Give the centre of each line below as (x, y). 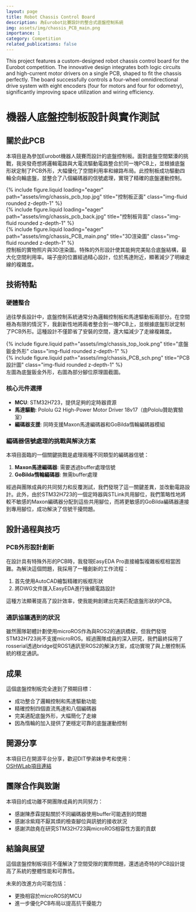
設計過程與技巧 (33, 529)
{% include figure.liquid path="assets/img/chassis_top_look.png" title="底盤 (97, 344)
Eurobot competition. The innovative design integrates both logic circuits (93, 67)
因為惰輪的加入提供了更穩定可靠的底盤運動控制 (71, 723)
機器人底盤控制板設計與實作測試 (83, 117)
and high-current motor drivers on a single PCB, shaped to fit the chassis (94, 73)
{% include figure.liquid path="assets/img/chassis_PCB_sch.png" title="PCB (98, 357)
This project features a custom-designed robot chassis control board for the (97, 61)
